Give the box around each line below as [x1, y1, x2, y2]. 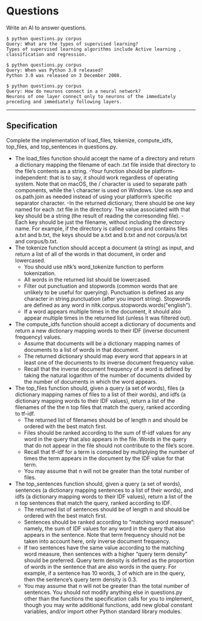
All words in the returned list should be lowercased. [23, 276, 151, 283]
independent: [14, 174, 48, 181]
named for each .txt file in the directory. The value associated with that [14, 205, 191, 213]
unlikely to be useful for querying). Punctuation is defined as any [23, 288, 185, 295]
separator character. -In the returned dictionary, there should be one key [14, 199, 195, 207]
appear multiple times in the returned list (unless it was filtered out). [23, 314, 192, 321]
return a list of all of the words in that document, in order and [14, 250, 167, 258]
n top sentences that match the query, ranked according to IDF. [14, 499, 173, 506]
